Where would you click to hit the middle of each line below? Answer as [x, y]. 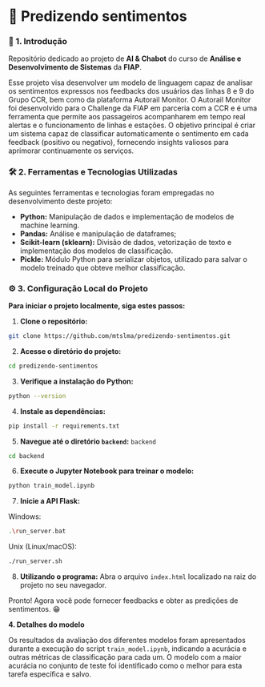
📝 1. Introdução [38, 42]
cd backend [26, 456]
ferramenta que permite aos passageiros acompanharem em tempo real [127, 117]
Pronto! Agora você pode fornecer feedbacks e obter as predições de [123, 601]
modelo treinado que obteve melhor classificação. [102, 267]
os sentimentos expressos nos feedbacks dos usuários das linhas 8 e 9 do [131, 91]
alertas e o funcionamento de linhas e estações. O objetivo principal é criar [132, 125]
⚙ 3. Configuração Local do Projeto [78, 288]
